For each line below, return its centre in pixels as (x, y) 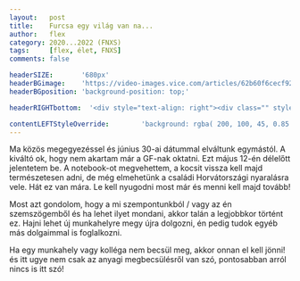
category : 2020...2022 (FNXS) (66, 42)
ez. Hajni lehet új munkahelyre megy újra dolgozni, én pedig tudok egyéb (144, 223)
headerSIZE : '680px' (59, 75)
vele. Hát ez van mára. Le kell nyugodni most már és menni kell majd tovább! (150, 187)
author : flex (37, 34)
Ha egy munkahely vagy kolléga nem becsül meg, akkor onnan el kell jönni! (147, 250)
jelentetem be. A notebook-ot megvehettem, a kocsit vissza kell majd (136, 168)
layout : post (37, 17)
